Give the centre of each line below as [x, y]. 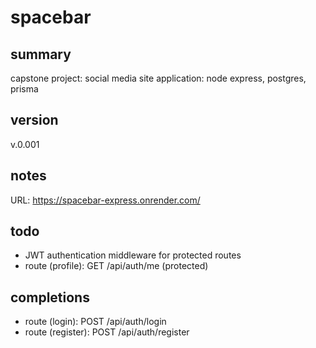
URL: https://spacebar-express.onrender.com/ [105, 200]
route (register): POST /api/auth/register [107, 332]
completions [50, 297]
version [34, 120]
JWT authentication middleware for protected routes [133, 255]
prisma [24, 89]
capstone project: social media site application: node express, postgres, [158, 78]
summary [41, 54]
